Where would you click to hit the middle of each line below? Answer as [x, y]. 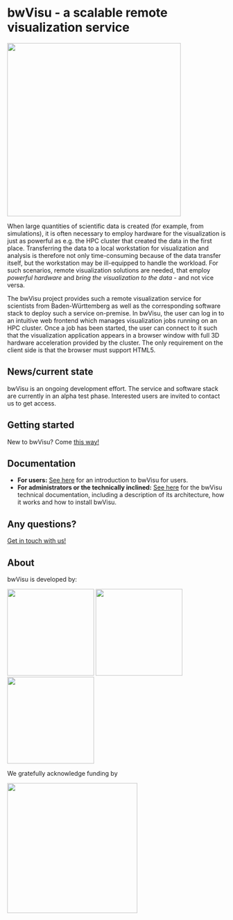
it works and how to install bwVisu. [67, 502]
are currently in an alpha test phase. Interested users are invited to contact [114, 396]
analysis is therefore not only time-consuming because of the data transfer [114, 255]
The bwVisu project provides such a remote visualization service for [104, 298]
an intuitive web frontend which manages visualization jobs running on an [112, 320]
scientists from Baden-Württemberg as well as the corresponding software [114, 306]
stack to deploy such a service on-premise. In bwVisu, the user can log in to [116, 313]
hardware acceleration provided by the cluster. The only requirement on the [115, 342]
